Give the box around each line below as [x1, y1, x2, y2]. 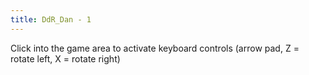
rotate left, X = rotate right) [10, 52, 121, 65]
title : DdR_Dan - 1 [10, 14, 92, 25]
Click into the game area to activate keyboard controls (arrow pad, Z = [10, 42, 300, 54]
